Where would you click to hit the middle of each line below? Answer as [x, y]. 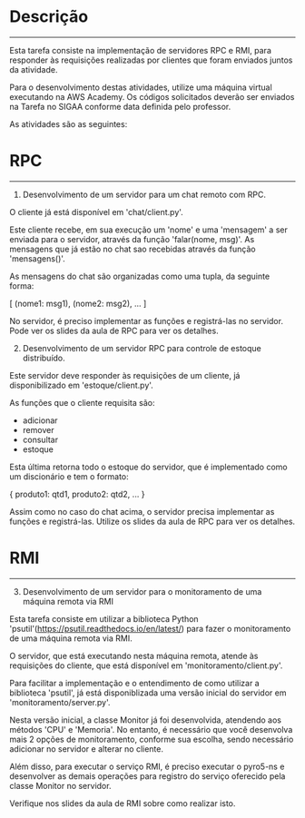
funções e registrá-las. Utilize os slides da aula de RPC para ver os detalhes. [152, 521]
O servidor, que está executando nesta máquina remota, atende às [134, 655]
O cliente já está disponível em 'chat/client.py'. [96, 212]
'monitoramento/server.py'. [60, 702]
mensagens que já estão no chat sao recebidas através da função [133, 249]
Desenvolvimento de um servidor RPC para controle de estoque [142, 348]
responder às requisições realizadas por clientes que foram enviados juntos [151, 60]
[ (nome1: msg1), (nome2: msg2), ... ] [78, 303]
